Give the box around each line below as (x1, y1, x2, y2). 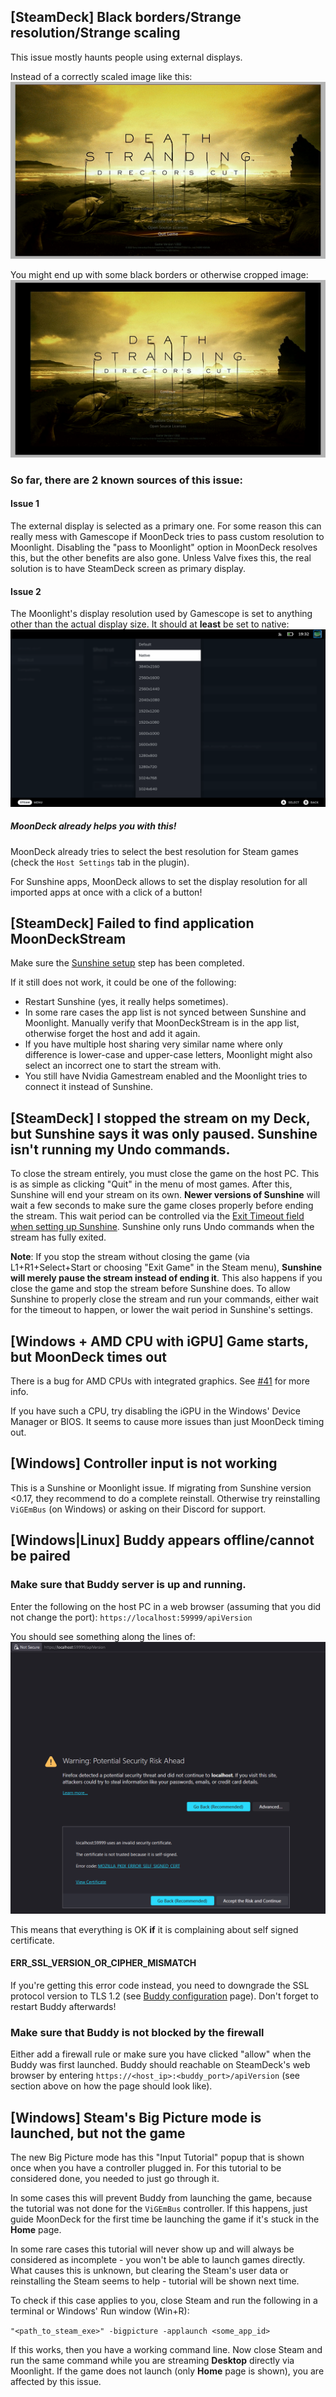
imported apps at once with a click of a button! (10, 886, 203, 898)
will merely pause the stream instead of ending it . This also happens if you (10, 1272, 323, 1284)
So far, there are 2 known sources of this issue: (10, 473, 243, 487)
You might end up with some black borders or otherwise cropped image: (10, 269, 309, 281)
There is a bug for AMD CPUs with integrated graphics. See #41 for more (10, 1375, 310, 1387)
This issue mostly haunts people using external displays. (10, 51, 243, 63)
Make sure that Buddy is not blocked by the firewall (10, 2025, 265, 2039)
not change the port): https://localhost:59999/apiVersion (10, 1611, 253, 1623)
